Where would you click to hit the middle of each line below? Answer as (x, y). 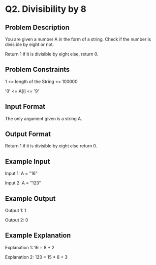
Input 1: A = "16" (21, 174)
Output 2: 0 (17, 220)
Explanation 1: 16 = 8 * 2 (30, 247)
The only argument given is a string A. (44, 118)
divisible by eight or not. (30, 44)
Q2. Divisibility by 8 (46, 9)
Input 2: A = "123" (23, 183)
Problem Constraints (37, 69)
